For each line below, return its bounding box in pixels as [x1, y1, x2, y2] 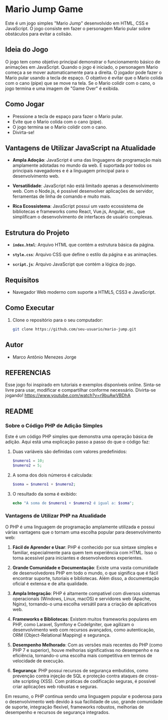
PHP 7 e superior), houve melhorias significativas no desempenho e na [12, 647, 159, 653]
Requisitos [5, 276, 39, 284]
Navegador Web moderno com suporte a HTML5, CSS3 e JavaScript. [12, 289, 156, 295]
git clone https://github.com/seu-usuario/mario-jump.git [12, 326, 136, 332]
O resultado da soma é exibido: [12, 491, 77, 497]
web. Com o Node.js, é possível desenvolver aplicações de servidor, [12, 188, 154, 194]
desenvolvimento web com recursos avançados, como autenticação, [12, 627, 155, 633]
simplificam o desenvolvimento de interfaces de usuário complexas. [12, 214, 153, 220]
